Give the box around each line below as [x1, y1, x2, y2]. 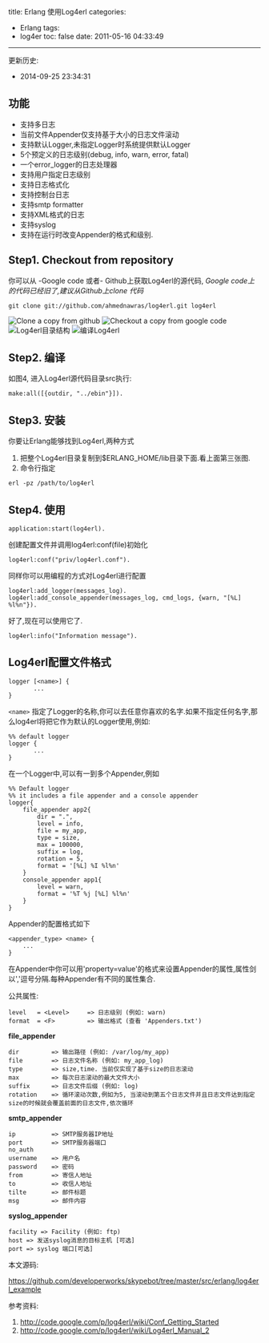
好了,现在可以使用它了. [8, 616, 83, 626]
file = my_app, [37, 826, 88, 835]
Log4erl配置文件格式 [8, 655, 112, 669]
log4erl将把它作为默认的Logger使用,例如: [14, 716, 151, 726]
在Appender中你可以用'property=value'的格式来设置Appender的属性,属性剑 [8, 964, 257, 974]
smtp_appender [8, 1113, 62, 1123]
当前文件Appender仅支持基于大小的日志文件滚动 [19, 129, 180, 139]
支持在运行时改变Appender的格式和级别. [19, 229, 154, 239]
